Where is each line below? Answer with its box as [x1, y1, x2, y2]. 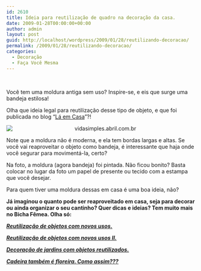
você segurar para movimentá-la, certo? [6, 149, 108, 157]
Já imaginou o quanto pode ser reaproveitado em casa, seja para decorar [6, 197, 195, 205]
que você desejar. [6, 174, 52, 181]
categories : [6, 49, 37, 55]
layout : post [6, 32, 40, 38]
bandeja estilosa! [6, 95, 49, 102]
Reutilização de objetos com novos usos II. [6, 234, 117, 241]
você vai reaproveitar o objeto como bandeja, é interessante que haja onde [6, 143, 194, 150]
